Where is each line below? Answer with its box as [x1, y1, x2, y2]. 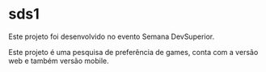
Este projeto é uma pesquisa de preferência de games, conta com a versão [8, 47, 259, 57]
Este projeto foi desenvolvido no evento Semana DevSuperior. [8, 32, 215, 41]
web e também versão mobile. [8, 56, 109, 66]
